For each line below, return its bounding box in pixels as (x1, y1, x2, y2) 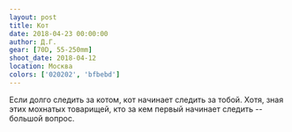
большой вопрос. (9, 113, 75, 123)
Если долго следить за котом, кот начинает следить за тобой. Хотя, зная (9, 94, 284, 105)
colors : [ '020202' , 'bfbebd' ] (9, 70, 121, 79)
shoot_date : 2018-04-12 (9, 54, 97, 62)
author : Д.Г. (9, 37, 57, 47)
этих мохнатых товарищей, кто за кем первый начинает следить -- (9, 103, 263, 114)
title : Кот (9, 21, 49, 30)
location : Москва (9, 62, 73, 71)
